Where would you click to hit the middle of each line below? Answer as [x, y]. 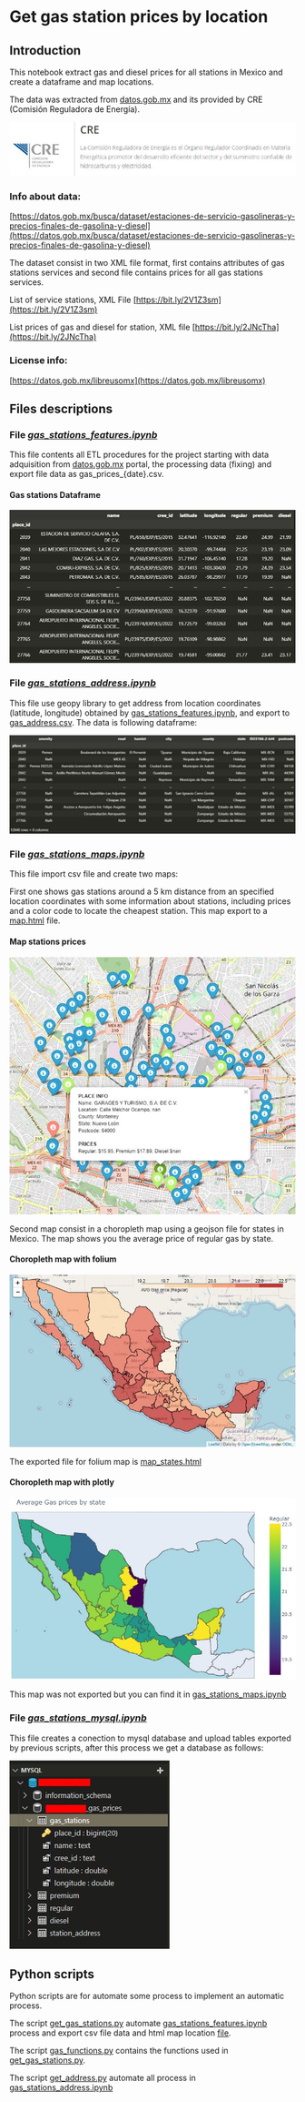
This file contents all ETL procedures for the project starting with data [139, 455]
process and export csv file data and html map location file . [120, 2033]
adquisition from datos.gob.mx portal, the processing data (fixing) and [141, 464]
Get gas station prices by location [139, 17]
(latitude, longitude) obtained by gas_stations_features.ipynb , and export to [150, 713]
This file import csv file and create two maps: [94, 874]
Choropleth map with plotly [62, 1482]
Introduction [45, 51]
